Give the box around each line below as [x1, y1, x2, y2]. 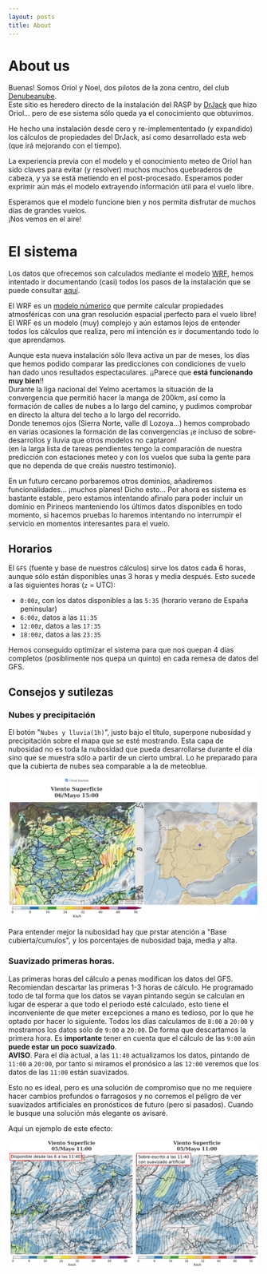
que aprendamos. [8, 335, 66, 345]
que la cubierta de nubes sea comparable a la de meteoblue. [8, 761, 208, 771]
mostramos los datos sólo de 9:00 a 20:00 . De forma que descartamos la [8, 1025, 247, 1034]
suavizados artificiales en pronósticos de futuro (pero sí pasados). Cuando [8, 1099, 253, 1109]
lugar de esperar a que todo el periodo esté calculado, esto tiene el [8, 999, 229, 1009]
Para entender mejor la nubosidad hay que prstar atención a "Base [8, 927, 227, 937]
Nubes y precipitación [8, 709, 96, 720]
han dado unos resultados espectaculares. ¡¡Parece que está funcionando [8, 367, 253, 377]
